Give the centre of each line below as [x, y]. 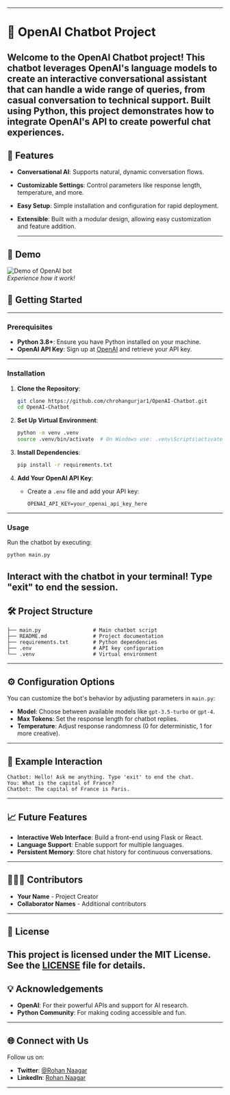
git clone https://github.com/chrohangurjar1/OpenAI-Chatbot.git [112, 401]
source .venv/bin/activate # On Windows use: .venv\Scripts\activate [120, 439]
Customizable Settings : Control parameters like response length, [109, 185]
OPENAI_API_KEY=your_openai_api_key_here [87, 504]
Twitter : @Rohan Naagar [52, 1070]
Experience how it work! [41, 278]
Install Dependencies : [49, 452]
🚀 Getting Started [45, 300]
